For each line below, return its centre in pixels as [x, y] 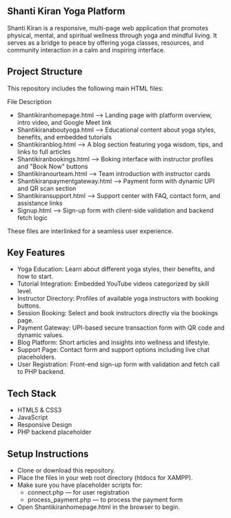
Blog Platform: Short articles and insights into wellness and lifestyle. [113, 342]
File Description [29, 101]
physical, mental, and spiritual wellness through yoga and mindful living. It [112, 35]
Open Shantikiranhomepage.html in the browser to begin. [99, 507]
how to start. [35, 277]
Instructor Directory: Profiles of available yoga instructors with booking [118, 299]
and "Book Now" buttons [52, 166]
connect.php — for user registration [78, 492]
